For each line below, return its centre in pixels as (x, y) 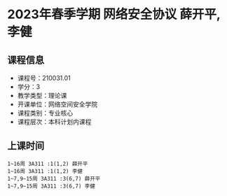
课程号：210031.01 (44, 78)
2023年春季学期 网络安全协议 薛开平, (114, 14)
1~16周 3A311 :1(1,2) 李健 (45, 171)
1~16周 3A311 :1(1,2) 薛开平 (48, 164)
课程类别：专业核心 (45, 113)
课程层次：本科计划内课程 (54, 122)
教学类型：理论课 (42, 96)
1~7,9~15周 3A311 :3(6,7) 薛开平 (54, 178)
